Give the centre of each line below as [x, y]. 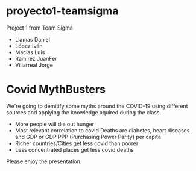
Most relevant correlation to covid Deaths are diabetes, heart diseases [102, 130]
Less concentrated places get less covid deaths [74, 149]
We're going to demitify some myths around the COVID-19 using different [97, 106]
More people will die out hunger [55, 124]
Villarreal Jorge [34, 65]
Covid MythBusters [56, 89]
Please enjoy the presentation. [44, 161]
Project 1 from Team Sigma [40, 28]
